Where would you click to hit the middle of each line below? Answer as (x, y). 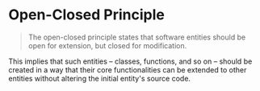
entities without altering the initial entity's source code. (100, 78)
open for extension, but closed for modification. (107, 45)
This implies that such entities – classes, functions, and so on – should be (130, 61)
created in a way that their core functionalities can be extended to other (128, 69)
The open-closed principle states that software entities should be (137, 37)
